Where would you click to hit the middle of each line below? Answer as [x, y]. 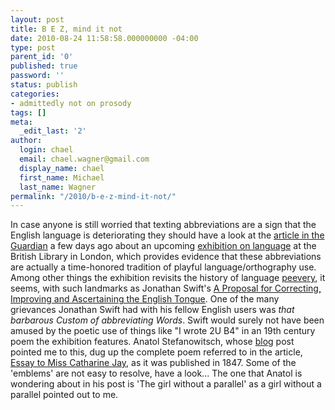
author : [26, 141]
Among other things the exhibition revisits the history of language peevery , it [168, 278]
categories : [35, 94]
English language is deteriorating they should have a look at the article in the [167, 235]
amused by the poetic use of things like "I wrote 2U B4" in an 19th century [163, 331]
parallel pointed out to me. [64, 395]
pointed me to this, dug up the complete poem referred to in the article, [156, 352]
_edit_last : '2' [53, 131]
